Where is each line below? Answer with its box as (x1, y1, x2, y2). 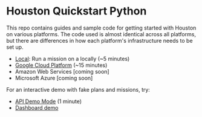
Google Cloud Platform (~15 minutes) (15, 62, 108, 69)
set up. (6, 43, 24, 51)
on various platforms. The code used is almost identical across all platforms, (6, 30, 197, 37)
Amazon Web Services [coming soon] (15, 68, 110, 75)
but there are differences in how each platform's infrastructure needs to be (6, 37, 193, 44)
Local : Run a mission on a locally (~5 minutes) (15, 55, 130, 62)
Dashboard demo (15, 104, 59, 111)
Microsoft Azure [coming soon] (15, 74, 93, 81)
